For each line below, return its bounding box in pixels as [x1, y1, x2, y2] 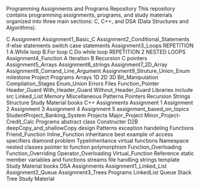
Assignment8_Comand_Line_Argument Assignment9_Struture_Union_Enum [6, 67, 190, 74]
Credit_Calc [6, 118, 35, 125]
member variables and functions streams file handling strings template [6, 156, 180, 163]
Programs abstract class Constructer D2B [35, 118, 139, 125]
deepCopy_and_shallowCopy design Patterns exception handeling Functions [6, 125, 194, 131]
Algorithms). [6, 24, 37, 31]
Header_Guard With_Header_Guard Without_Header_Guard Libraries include [6, 87, 193, 93]
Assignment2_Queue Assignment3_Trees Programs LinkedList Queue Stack [6, 169, 192, 175]
